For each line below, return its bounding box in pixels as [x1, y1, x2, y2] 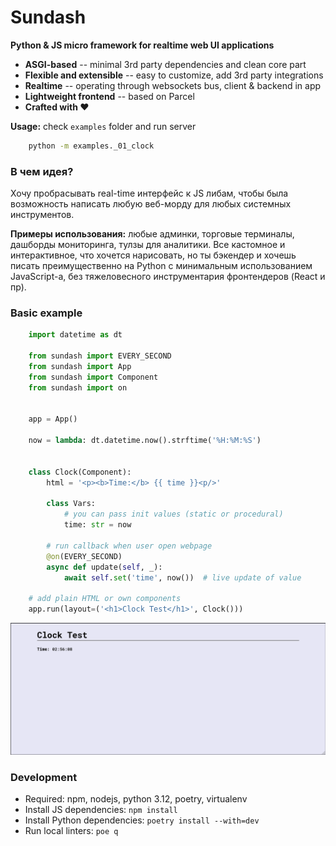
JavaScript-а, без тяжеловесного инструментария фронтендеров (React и [10, 271, 326, 283]
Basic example [10, 306, 83, 320]
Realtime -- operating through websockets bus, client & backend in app [24, 79, 322, 91]
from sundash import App [28, 362, 132, 372]
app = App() [28, 414, 78, 425]
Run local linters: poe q [24, 824, 119, 836]
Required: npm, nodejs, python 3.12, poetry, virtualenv [24, 792, 248, 805]
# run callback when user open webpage [46, 541, 213, 551]
